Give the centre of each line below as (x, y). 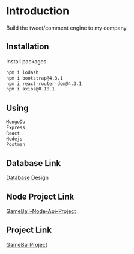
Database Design (28, 178)
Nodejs (14, 139)
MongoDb (16, 122)
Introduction (38, 11)
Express (16, 127)
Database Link (34, 163)
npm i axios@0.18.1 (31, 89)
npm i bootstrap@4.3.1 (35, 78)
